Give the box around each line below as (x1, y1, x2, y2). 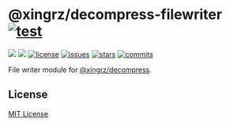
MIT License (8, 109, 49, 118)
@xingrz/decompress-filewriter (8, 6, 223, 24)
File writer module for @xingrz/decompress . (8, 65, 153, 74)
